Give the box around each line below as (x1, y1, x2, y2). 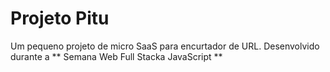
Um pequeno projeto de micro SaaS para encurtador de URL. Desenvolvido (10, 40, 320, 52)
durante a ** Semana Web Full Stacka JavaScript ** (10, 50, 223, 62)
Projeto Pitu (10, 7, 110, 30)
